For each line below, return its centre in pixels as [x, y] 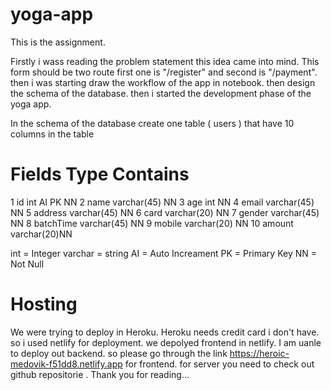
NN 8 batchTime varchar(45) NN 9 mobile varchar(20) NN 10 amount [152, 223]
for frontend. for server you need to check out [219, 364]
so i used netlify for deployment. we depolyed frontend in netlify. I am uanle [166, 342]
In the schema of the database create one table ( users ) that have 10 [152, 123]
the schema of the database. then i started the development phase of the [161, 93]
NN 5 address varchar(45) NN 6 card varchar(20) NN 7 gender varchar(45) [165, 212]
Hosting [44, 304]
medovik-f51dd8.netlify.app [66, 364]
